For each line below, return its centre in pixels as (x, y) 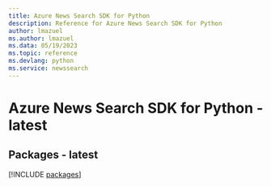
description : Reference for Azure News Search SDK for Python (115, 23)
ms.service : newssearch (49, 69)
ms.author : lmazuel (41, 38)
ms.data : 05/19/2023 (43, 46)
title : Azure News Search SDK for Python (79, 16)
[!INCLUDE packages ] (45, 174)
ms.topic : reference (43, 53)
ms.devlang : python (41, 61)
